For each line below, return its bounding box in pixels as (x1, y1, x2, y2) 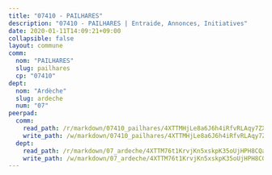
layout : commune (8, 42, 63, 50)
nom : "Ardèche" (15, 86, 67, 95)
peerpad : (8, 110, 38, 118)
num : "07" (15, 102, 49, 110)
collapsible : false (8, 34, 74, 43)
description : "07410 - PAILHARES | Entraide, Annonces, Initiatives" (8, 19, 249, 27)
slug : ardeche (15, 94, 63, 102)
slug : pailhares (15, 65, 70, 73)
